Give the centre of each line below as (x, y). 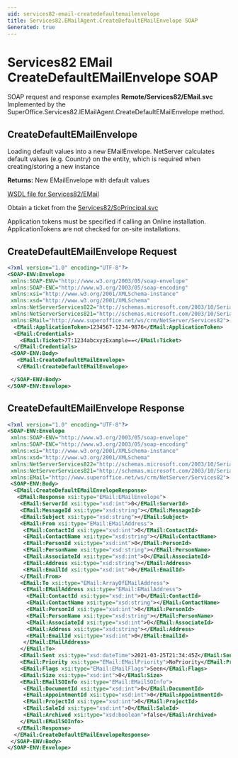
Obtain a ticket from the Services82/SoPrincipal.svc (83, 208)
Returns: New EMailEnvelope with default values (79, 180)
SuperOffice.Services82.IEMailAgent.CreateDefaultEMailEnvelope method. (116, 112)
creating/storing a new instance (54, 167)
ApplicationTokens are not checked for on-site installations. (94, 229)
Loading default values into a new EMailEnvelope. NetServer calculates (111, 152)
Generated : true (31, 27)
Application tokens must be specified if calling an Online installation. (107, 221)
